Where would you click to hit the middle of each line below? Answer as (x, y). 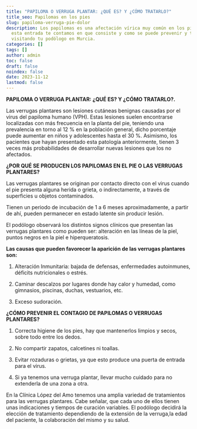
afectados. (19, 154)
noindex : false (25, 72)
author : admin (23, 55)
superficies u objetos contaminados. (50, 196)
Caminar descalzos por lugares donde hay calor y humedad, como (95, 284)
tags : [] (17, 50)
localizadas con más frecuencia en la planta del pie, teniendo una (85, 123)
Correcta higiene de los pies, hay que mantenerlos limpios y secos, (96, 331)
